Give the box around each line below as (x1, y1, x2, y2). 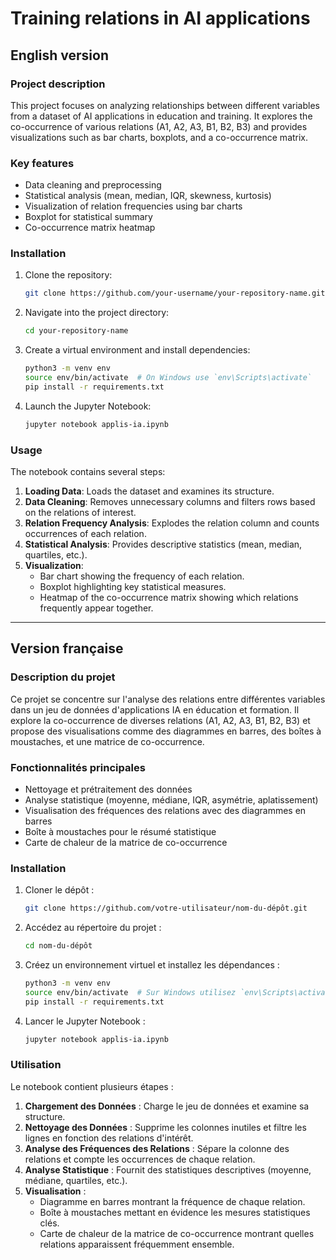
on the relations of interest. (24, 507, 137, 519)
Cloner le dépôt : (24, 884, 95, 896)
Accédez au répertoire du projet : (24, 922, 162, 934)
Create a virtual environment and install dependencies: (24, 344, 251, 356)
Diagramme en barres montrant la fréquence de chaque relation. (39, 1195, 306, 1207)
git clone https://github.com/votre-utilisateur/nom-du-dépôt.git (24, 903, 308, 914)
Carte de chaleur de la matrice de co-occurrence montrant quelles (39, 1227, 315, 1239)
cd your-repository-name (24, 326, 129, 336)
